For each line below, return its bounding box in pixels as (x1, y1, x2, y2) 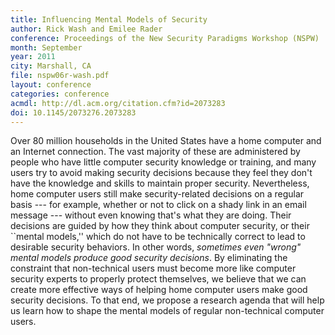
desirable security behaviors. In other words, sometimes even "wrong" (10, 241, 302, 253)
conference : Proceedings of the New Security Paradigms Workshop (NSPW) (10, 33, 320, 43)
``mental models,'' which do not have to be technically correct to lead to (10, 231, 306, 243)
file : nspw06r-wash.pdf (10, 71, 110, 81)
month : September (10, 42, 83, 53)
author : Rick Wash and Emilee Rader (10, 24, 163, 34)
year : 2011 (10, 52, 56, 62)
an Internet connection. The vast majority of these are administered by (10, 146, 301, 158)
